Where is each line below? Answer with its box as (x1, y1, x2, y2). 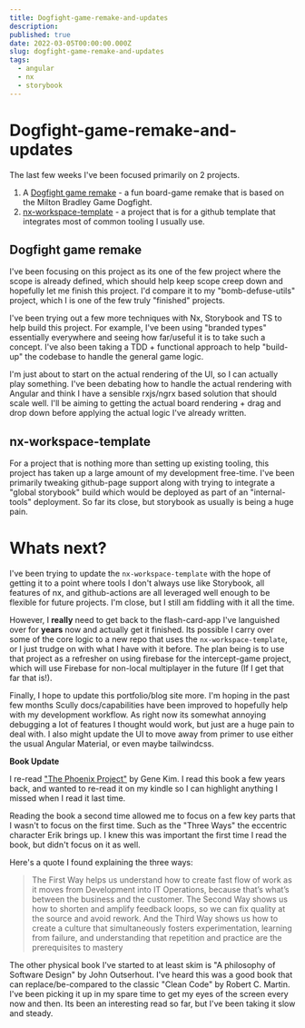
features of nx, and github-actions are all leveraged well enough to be (9, 588, 271, 598)
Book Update (9, 756, 60, 767)
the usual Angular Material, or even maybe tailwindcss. (9, 738, 215, 749)
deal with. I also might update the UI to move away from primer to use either (9, 728, 294, 740)
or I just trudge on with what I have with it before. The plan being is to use (9, 644, 285, 655)
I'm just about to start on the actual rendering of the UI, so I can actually (9, 369, 279, 380)
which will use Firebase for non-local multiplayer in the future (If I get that (9, 663, 284, 674)
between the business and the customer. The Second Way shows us (31, 894, 289, 904)
